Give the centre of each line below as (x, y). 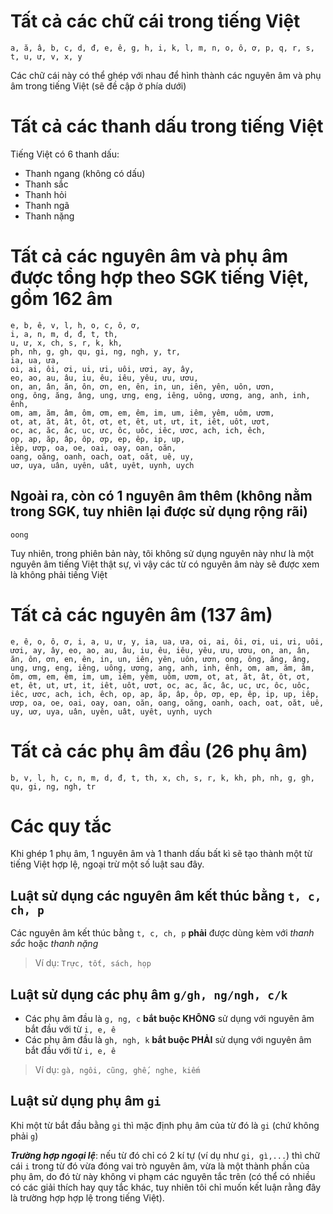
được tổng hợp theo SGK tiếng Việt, (160, 277)
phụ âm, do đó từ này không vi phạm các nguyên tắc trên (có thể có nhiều (163, 1176)
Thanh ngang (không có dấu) (85, 173)
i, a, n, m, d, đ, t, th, (64, 334)
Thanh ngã (47, 205)
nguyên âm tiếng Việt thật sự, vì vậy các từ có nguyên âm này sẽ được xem (165, 564)
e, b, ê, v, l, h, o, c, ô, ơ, (75, 325)
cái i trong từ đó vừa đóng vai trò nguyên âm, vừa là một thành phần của (160, 1166)
